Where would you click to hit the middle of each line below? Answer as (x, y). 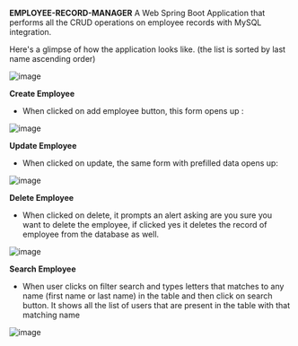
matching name (51, 315)
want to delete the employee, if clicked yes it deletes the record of (145, 225)
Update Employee (43, 146)
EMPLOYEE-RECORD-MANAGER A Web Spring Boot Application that (137, 13)
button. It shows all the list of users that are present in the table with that (156, 305)
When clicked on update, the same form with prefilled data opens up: (150, 163)
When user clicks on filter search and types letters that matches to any (153, 286)
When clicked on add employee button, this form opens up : (133, 111)
